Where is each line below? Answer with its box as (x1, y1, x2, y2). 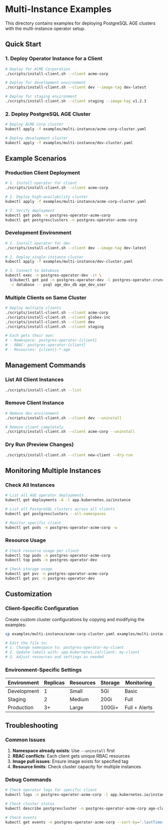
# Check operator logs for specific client (5, 787, 97, 793)
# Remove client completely (5, 424, 64, 430)
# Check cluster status (5, 801, 55, 806)
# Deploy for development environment (5, 80, 86, 85)
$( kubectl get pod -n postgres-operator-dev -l (9, 278, 111, 283)
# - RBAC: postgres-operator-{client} (5, 342, 86, 347)
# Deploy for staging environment (5, 94, 77, 99)
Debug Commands (5, 776, 51, 783)
